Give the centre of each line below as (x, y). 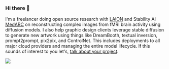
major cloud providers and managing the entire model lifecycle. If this (78, 46)
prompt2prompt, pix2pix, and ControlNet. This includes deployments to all (83, 41)
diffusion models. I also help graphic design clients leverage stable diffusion (85, 30)
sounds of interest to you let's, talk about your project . (62, 51)
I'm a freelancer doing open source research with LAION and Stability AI (81, 19)
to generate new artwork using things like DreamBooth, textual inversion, (81, 36)
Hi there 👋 (18, 8)
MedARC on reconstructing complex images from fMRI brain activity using (83, 24)
